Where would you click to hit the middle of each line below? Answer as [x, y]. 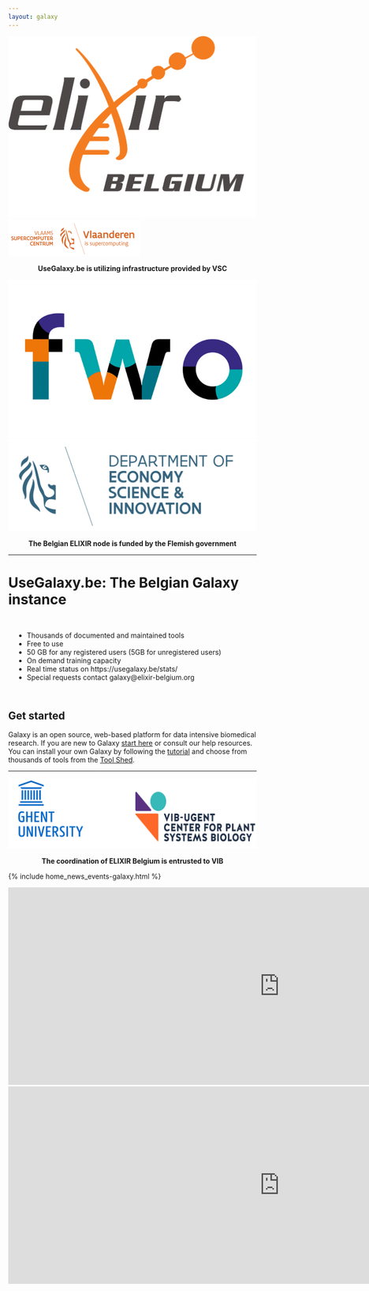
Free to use [45, 643]
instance [37, 599]
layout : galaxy [33, 17]
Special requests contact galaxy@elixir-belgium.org [110, 677]
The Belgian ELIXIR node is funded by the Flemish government [132, 543]
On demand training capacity [74, 661]
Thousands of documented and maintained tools [106, 635]
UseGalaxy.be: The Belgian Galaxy [123, 583]
